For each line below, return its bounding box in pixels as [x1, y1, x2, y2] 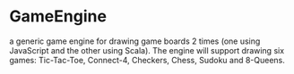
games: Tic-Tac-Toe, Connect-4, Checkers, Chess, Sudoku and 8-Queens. [9, 54, 285, 65]
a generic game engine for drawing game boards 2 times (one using [9, 36, 261, 46]
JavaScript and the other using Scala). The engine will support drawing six [9, 45, 285, 55]
